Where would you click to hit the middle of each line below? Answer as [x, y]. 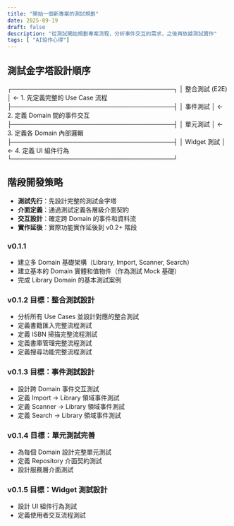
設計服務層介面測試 [45, 470]
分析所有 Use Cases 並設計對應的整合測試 [78, 317]
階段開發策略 [35, 183]
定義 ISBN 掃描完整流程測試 [57, 334]
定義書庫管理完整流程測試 [55, 343]
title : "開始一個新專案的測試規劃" [53, 14]
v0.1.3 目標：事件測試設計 [51, 372]
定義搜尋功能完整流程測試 [55, 352]
